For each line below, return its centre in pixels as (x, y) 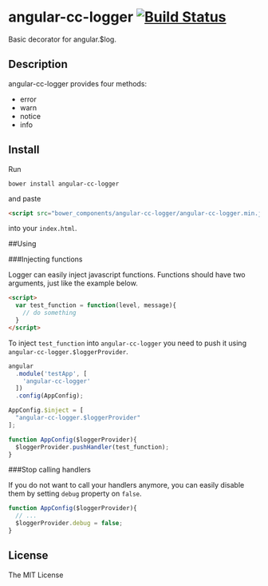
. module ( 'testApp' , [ (51, 373)
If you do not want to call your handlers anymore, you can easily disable (126, 485)
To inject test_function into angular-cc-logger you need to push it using (128, 343)
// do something (50, 313)
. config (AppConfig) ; (49, 396)
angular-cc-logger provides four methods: (78, 83)
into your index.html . (43, 229)
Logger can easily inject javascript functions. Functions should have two (127, 275)
